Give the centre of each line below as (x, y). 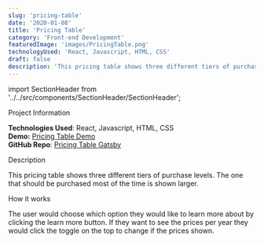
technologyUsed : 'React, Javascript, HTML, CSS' (89, 52)
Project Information (39, 112)
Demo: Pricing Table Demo (52, 136)
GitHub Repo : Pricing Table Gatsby (65, 144)
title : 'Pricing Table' (47, 30)
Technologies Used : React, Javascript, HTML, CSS (91, 127)
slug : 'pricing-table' (45, 15)
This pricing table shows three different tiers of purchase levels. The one (126, 175)
